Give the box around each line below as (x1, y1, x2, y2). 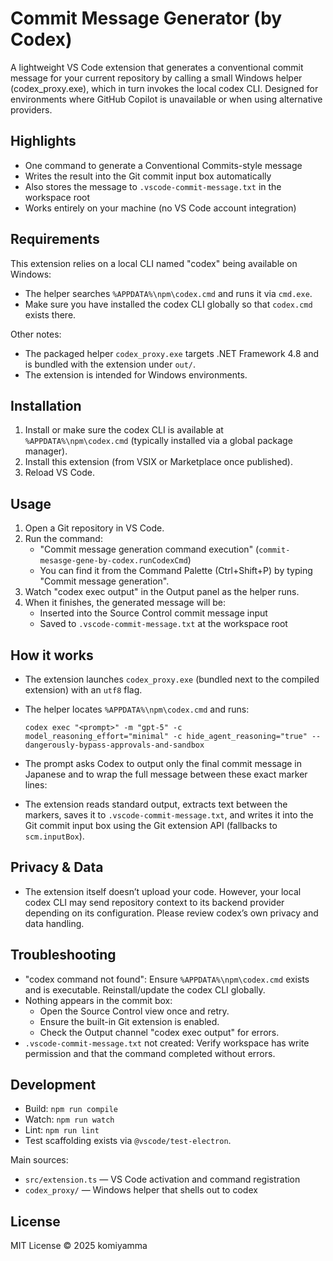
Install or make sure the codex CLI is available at (24, 424, 224, 436)
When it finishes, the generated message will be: (24, 597, 227, 609)
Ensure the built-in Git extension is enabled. (39, 1015, 220, 1027)
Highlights (10, 133, 77, 150)
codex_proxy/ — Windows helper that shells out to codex (24, 1184, 258, 1196)
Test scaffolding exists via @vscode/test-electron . (24, 1135, 232, 1147)
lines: (24, 779, 48, 791)
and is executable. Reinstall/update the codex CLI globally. (24, 983, 266, 996)
